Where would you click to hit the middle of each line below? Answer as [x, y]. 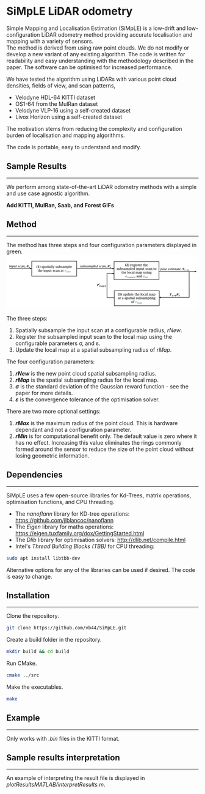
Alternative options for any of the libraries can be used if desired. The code [101, 570]
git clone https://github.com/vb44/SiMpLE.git [67, 628]
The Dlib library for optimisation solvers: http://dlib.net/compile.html [100, 540]
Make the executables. [35, 687]
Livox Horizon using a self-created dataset [69, 117]
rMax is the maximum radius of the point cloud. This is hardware [96, 423]
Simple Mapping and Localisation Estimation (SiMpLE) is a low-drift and [96, 28]
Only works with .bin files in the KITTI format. [63, 738]
